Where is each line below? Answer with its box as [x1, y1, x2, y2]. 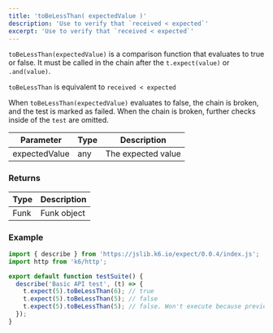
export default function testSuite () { [8, 272, 144, 280]
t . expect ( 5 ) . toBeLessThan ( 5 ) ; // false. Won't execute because [23, 302, 242, 311]
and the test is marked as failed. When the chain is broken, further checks [8, 106, 256, 116]
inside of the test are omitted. [8, 115, 110, 125]
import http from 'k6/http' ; [8, 257, 107, 266]
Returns [8, 172, 41, 184]
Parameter [19, 135, 63, 146]
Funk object [40, 207, 85, 218]
